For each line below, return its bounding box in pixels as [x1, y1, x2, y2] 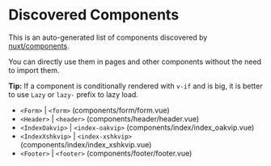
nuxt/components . [8, 40, 70, 50]
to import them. [8, 65, 60, 74]
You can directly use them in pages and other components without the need [8, 57, 261, 66]
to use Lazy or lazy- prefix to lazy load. [8, 89, 139, 99]
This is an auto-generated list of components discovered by [8, 32, 208, 42]
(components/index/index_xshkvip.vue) [19, 139, 152, 149]
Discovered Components [8, 6, 180, 24]
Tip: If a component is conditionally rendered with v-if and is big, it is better [8, 81, 263, 91]
